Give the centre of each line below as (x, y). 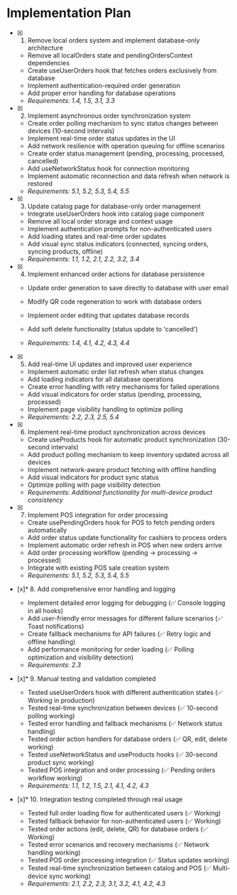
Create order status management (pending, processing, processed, (126, 153)
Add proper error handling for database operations (101, 93)
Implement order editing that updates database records (108, 315)
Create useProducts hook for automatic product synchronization (121, 439)
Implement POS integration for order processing (98, 515)
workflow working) (55, 778)
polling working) (51, 715)
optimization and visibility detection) (81, 657)
